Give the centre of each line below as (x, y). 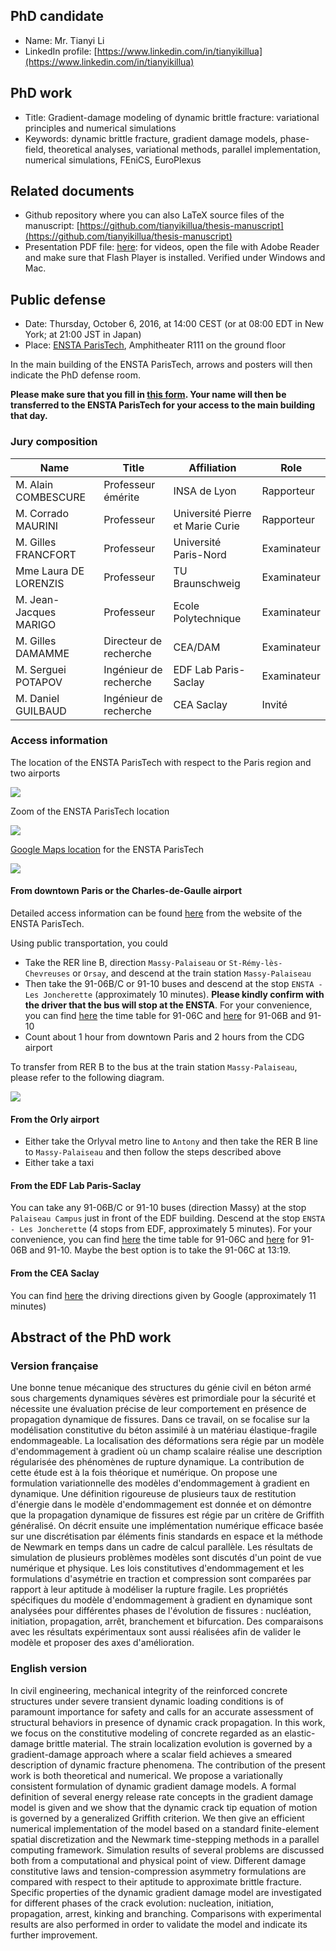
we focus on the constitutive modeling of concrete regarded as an (146, 1733)
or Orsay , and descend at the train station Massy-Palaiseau (192, 973)
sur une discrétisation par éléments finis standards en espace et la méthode (166, 1536)
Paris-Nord (200, 554)
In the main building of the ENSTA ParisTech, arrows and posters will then (161, 365)
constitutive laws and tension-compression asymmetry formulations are (158, 1871)
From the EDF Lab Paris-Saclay (76, 1185)
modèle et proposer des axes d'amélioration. (102, 1643)
